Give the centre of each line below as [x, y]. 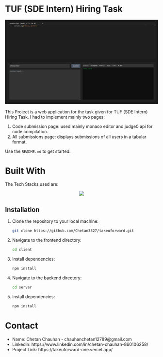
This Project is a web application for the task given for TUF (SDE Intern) [76, 112]
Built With [25, 171]
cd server [22, 287]
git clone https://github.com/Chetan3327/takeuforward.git [73, 231]
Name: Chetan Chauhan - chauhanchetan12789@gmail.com [72, 339]
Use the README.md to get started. [38, 151]
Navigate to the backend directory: [47, 278]
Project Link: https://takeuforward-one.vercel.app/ [62, 349]
